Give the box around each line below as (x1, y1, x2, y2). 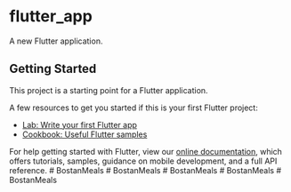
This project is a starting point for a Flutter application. (9, 84, 208, 95)
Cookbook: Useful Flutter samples (21, 129, 148, 140)
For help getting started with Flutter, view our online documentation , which (9, 146, 283, 156)
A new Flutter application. (9, 36, 103, 46)
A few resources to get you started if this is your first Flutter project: (9, 102, 258, 113)
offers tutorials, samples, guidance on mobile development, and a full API (9, 156, 278, 166)
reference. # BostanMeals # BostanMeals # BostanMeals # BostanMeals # (9, 164, 282, 175)
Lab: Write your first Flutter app (21, 119, 138, 130)
